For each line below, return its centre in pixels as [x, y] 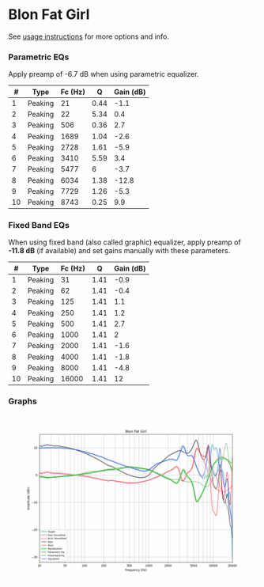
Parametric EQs [39, 57]
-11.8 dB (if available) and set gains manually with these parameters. [119, 251]
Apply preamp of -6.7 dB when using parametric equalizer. [104, 74]
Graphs [23, 401]
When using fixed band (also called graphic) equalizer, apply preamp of [124, 242]
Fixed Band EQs [39, 225]
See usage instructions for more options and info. [89, 36]
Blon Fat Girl [49, 15]
